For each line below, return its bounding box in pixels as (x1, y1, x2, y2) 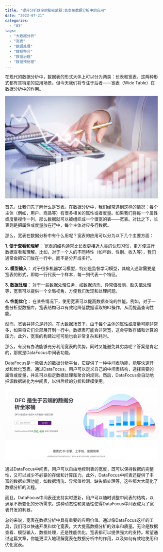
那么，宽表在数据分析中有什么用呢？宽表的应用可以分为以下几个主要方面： (5, 233, 154, 238)
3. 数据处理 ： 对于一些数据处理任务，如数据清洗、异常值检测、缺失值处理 (5, 282, 152, 288)
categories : (5, 18, 29, 23)
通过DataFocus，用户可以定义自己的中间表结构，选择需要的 (34, 366, 154, 372)
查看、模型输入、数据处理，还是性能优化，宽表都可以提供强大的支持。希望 (5, 529, 154, 535)
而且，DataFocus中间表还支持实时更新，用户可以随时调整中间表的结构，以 (5, 494, 154, 500)
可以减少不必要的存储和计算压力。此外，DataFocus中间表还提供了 (17, 472, 150, 478)
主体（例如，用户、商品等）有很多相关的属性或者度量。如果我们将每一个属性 (5, 210, 158, 216)
